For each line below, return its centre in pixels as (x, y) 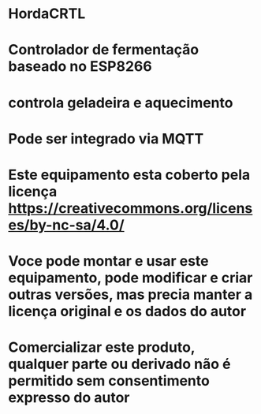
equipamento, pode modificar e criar (130, 278)
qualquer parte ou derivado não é (119, 364)
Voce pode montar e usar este (108, 261)
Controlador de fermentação (104, 50)
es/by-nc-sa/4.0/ (66, 225)
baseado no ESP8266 (80, 67)
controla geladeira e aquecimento (121, 103)
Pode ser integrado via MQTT (106, 138)
